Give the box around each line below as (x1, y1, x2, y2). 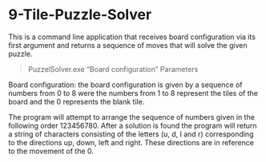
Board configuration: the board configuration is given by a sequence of (8, 80, 243, 89)
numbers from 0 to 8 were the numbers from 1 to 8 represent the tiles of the (8, 88, 259, 97)
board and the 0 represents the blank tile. (8, 97, 145, 106)
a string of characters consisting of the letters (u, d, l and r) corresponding (8, 129, 254, 139)
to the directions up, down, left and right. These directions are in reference (8, 137, 255, 147)
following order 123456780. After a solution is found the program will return (8, 121, 258, 130)
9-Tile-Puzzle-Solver (8, 6, 152, 24)
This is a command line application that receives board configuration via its (8, 32, 256, 41)
